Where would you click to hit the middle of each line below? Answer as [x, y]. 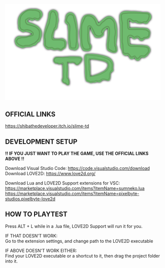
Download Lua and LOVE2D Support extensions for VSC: [63, 183]
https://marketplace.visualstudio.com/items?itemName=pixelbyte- [72, 193]
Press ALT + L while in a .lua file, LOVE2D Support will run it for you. [74, 226]
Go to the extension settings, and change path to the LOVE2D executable [79, 241]
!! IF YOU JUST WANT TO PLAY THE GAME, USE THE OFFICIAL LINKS [77, 153]
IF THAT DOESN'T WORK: [31, 235]
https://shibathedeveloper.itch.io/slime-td [47, 126]
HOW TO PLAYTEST [36, 214]
